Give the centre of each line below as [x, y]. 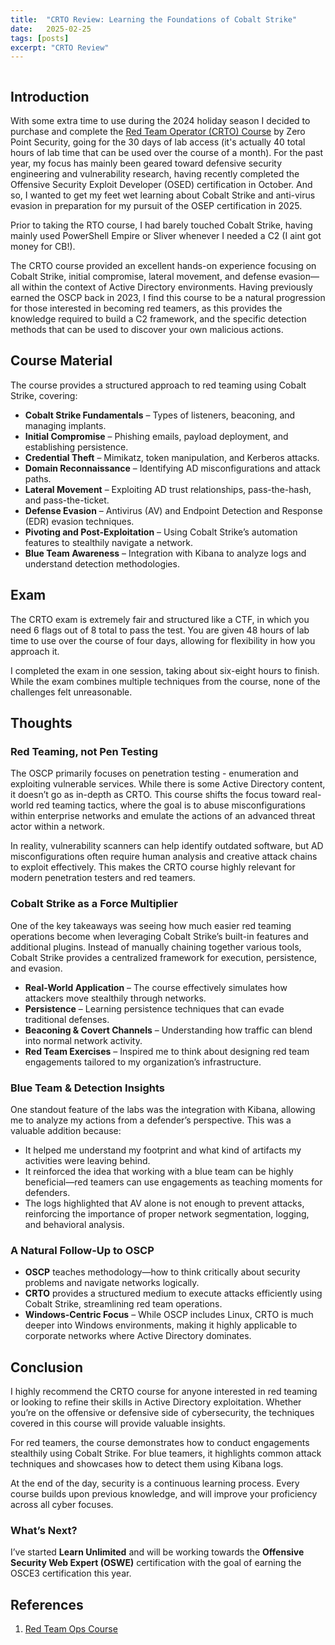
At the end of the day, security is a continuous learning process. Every [155, 1483]
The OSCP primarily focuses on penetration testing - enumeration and [154, 773]
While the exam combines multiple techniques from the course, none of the [165, 681]
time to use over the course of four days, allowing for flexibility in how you [163, 640]
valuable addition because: [66, 1130]
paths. [38, 478]
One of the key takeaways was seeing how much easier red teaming [151, 925]
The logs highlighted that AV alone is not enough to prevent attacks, [164, 1203]
